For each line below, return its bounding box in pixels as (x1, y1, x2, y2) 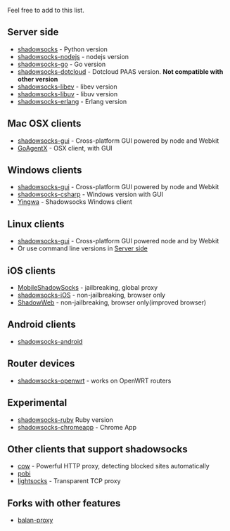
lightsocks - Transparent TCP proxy (17, 477, 121, 485)
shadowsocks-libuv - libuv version (17, 89, 118, 98)
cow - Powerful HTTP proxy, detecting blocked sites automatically (17, 462, 210, 471)
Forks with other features (7, 497, 121, 509)
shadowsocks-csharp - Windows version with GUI (17, 190, 164, 199)
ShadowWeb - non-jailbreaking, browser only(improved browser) (17, 298, 207, 307)
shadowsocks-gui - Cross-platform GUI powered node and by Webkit (17, 237, 219, 245)
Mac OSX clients (7, 117, 82, 129)
